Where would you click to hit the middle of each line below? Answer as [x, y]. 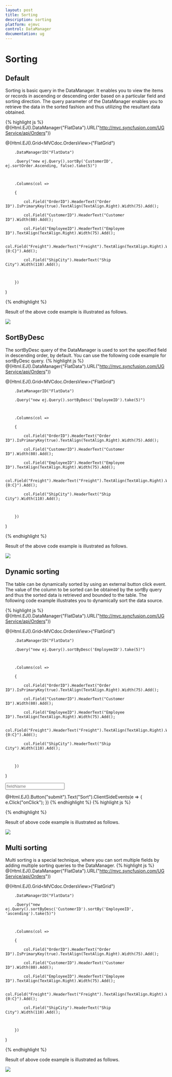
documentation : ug [25, 34]
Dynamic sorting [33, 572]
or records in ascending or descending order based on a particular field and [85, 96]
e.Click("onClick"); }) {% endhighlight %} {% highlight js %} [68, 802]
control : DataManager [28, 29]
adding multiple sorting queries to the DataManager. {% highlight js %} [80, 866]
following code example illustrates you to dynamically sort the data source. [84, 600]
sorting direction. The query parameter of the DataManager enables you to [84, 101]
